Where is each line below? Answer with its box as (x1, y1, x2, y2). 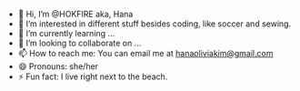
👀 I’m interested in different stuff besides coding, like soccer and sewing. (17, 18, 292, 29)
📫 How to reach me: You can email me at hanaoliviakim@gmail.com (17, 48, 274, 58)
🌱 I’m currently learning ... (17, 28, 115, 38)
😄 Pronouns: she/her (17, 61, 98, 72)
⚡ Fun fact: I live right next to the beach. (17, 71, 168, 82)
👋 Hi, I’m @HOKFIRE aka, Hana (17, 9, 134, 19)
